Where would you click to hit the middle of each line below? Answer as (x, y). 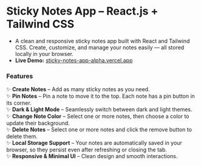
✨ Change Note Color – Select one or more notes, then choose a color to (98, 116)
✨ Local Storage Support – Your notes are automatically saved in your (94, 143)
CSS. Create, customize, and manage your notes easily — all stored (100, 47)
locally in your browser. (44, 54)
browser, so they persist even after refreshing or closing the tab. (87, 150)
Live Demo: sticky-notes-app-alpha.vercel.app (74, 60)
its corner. (19, 103)
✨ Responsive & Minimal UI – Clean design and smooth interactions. (92, 156)
